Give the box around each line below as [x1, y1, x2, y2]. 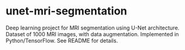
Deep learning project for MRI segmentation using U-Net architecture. [5, 24, 180, 31]
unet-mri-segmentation [5, 4, 128, 18]
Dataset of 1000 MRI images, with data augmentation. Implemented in [5, 30, 179, 37]
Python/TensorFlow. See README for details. [5, 37, 118, 44]
